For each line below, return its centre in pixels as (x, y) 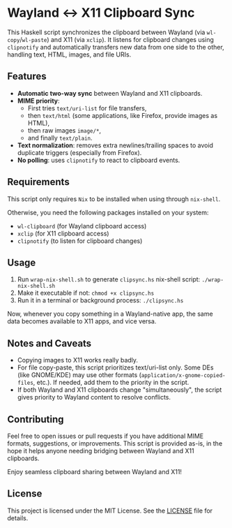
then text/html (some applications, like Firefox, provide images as (123, 115)
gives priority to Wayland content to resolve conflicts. (94, 397)
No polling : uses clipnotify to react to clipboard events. (99, 160)
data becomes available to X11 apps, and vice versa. (82, 321)
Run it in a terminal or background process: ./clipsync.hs (100, 300)
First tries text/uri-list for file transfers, (87, 108)
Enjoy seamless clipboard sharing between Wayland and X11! (95, 472)
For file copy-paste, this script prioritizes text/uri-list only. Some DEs (115, 367)
